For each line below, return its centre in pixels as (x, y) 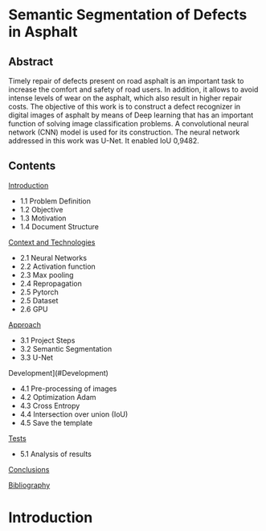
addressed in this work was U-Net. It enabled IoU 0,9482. (104, 141)
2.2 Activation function (58, 266)
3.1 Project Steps (47, 340)
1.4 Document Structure (59, 226)
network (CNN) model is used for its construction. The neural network (124, 132)
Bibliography (29, 485)
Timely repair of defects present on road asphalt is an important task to (126, 81)
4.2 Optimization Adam (58, 397)
